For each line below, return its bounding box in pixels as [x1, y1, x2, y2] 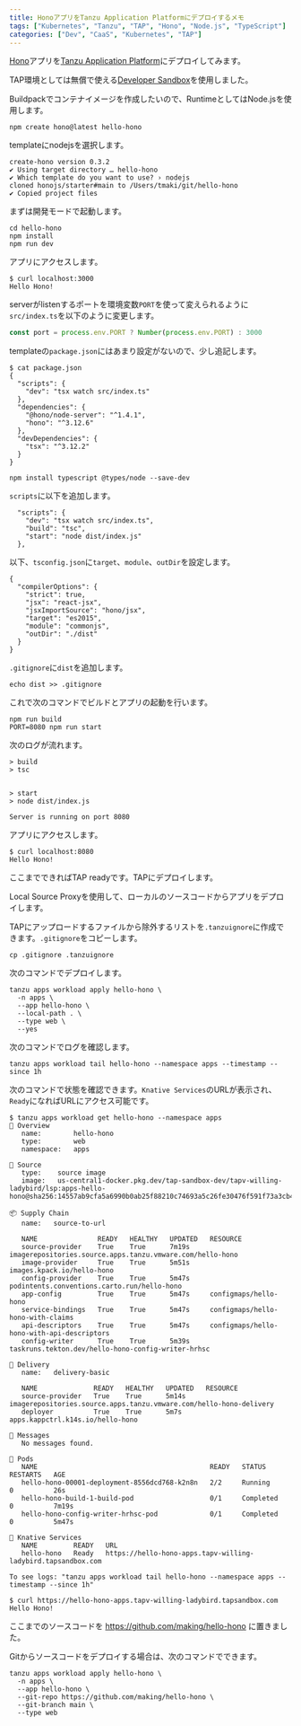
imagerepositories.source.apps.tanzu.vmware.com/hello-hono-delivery [9, 1400, 275, 1409]
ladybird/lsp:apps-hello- [9, 1184, 106, 1193]
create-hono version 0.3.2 [9, 158, 110, 167]
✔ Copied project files [9, 189, 99, 198]
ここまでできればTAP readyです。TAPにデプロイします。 [9, 872, 218, 883]
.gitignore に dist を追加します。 [9, 662, 128, 674]
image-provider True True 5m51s [21, 1258, 191, 1267]
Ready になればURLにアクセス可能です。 [9, 1096, 154, 1106]
